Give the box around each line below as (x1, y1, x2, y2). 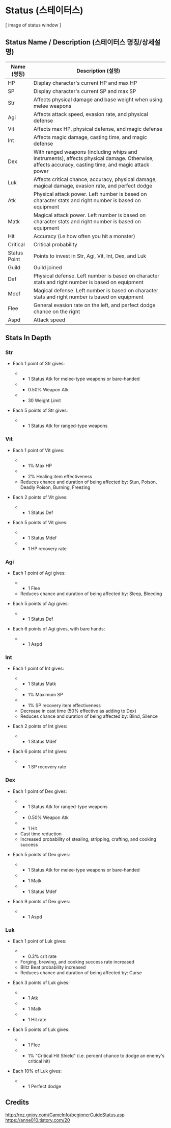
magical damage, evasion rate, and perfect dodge (33, 182, 153, 189)
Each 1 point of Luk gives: (12, 938, 67, 944)
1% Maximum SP (27, 692, 63, 698)
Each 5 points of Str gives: (12, 407, 68, 414)
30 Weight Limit (27, 397, 61, 404)
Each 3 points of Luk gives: (12, 979, 70, 985)
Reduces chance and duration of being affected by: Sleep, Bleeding (20, 591, 162, 597)
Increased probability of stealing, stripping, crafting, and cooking (20, 836, 157, 842)
